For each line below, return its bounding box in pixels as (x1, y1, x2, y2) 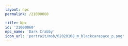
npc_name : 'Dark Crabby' (5, 30, 55, 34)
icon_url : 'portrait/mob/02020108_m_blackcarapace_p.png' (5, 34, 125, 39)
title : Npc (5, 20, 27, 25)
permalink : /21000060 (5, 12, 49, 16)
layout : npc (5, 7, 29, 12)
